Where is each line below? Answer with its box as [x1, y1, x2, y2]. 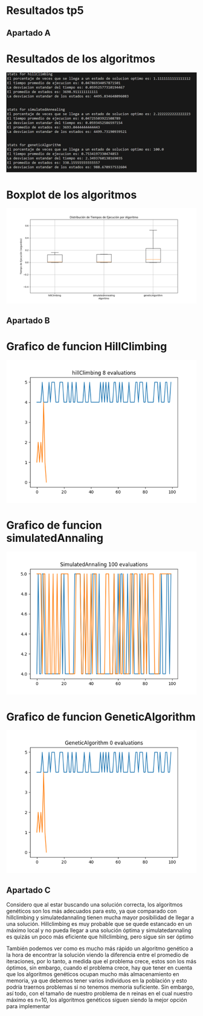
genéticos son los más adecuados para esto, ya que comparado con [6, 908, 177, 915]
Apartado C [6, 885, 51, 895]
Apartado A [6, 28, 51, 38]
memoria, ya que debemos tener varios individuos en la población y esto [6, 977, 187, 985]
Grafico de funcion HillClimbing [6, 339, 167, 353]
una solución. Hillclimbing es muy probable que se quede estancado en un [6, 920, 192, 928]
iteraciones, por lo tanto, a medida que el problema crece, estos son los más [6, 958, 197, 965]
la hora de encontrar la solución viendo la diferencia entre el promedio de [6, 951, 189, 959]
